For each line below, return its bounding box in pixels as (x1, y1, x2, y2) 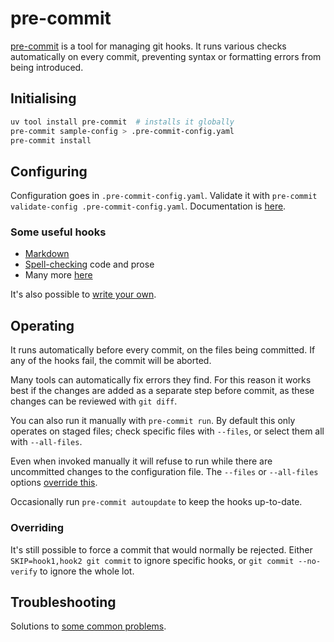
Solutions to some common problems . (10, 620, 167, 632)
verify (10, 567, 38, 577)
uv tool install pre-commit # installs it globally (10, 117, 235, 127)
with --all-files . (10, 436, 83, 448)
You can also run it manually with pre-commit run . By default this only (10, 415, 296, 427)
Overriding (10, 521, 65, 535)
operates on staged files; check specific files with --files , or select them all (10, 425, 325, 437)
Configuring (10, 163, 88, 180)
